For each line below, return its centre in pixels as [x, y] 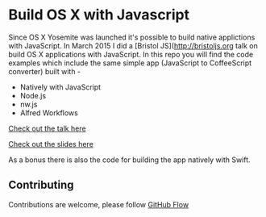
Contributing [41, 185]
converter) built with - [45, 71]
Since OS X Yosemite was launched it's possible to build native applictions [132, 37]
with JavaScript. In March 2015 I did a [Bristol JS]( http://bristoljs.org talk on [133, 45]
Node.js [33, 95]
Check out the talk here [47, 128]
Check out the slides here [51, 144]
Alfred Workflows [49, 113]
